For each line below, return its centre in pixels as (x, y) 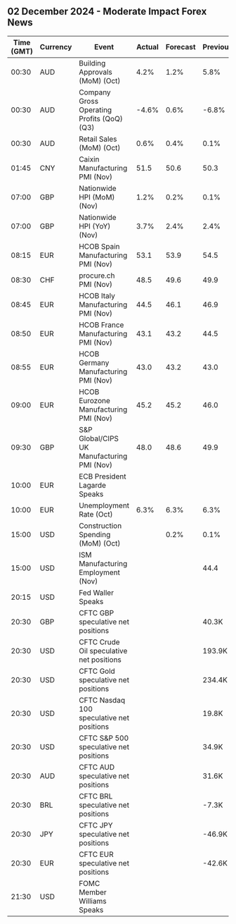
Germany (94, 362)
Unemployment (104, 505)
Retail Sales (98, 139)
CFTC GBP (96, 612)
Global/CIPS (99, 438)
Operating (95, 110)
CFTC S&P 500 (104, 738)
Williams (92, 901)
